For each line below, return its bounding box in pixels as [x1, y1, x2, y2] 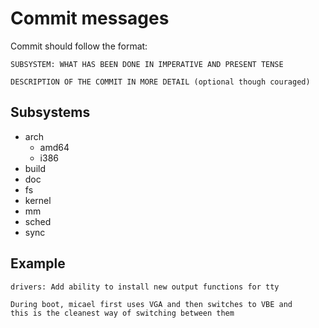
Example [10, 255, 66, 272]
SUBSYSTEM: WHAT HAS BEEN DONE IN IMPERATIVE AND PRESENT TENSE [10, 59, 284, 69]
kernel [24, 194, 52, 206]
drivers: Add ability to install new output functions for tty [10, 282, 280, 292]
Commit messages [10, 7, 170, 30]
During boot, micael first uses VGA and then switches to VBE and [10, 299, 293, 309]
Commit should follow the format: [10, 40, 148, 52]
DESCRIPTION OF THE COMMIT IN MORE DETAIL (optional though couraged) [10, 77, 311, 87]
